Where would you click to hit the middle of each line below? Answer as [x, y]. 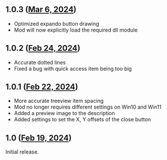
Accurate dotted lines [40, 62]
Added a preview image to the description [64, 113]
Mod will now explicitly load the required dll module [76, 30]
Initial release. [22, 152]
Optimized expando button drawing [57, 23]
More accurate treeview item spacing [59, 101]
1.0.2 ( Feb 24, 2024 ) [43, 48]
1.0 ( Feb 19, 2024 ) [39, 138]
